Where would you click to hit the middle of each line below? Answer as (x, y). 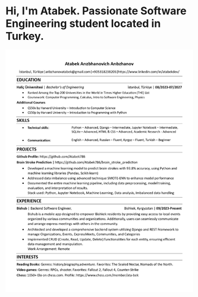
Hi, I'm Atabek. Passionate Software (96, 11)
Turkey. (25, 36)
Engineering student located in (83, 24)
